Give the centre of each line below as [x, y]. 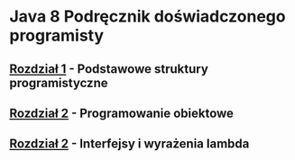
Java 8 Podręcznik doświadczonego [147, 17]
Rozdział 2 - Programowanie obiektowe [122, 113]
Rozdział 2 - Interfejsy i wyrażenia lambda [129, 144]
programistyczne [59, 83]
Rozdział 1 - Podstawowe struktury [109, 69]
